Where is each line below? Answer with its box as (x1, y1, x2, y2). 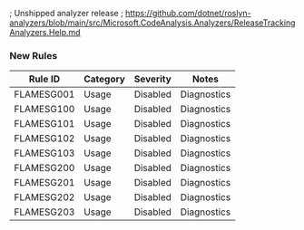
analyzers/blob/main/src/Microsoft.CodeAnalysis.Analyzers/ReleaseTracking (9, 17, 296, 28)
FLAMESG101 (14, 118, 75, 130)
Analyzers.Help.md (9, 27, 81, 37)
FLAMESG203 (14, 206, 75, 218)
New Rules (9, 49, 58, 62)
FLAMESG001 (14, 88, 75, 101)
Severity (133, 72, 172, 85)
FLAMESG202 (14, 191, 75, 204)
